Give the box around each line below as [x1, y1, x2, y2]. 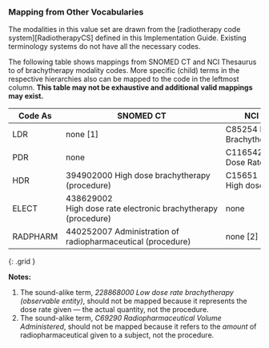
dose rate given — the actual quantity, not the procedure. [19, 305, 210, 314]
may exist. [8, 91, 44, 101]
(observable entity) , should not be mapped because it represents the [19, 296, 247, 306]
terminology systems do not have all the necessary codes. [8, 42, 201, 51]
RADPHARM [12, 231, 58, 242]
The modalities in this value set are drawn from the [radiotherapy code [8, 25, 241, 34]
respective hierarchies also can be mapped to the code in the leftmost [8, 75, 239, 84]
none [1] [65, 129, 98, 140]
